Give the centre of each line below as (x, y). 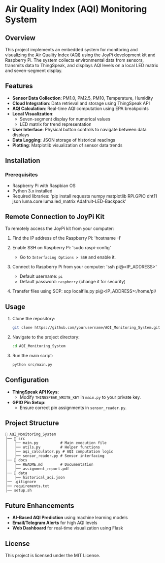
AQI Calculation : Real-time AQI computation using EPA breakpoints (81, 108)
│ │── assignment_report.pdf (37, 469)
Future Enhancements (40, 506)
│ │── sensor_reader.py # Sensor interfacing (55, 456)
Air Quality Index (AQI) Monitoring (76, 9)
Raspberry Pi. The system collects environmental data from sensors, (75, 60)
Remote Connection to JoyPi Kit (55, 216)
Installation (23, 161)
